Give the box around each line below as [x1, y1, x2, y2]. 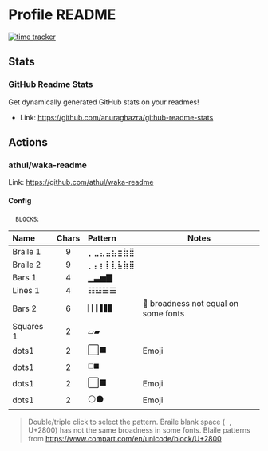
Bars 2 [12, 303, 37, 314]
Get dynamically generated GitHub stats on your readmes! [8, 97, 199, 107]
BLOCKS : [15, 214, 40, 223]
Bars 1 [12, 272, 37, 283]
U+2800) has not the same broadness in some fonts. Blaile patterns [27, 425, 251, 435]
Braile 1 [12, 245, 41, 257]
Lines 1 [12, 284, 40, 296]
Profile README [8, 6, 116, 24]
